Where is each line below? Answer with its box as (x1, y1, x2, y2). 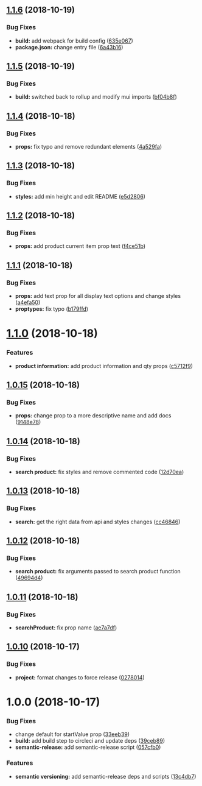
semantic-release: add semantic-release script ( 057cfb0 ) (15, 743, 161, 751)
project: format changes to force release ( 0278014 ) (15, 673, 145, 681)
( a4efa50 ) (15, 299, 41, 306)
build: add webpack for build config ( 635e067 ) (15, 37, 134, 44)
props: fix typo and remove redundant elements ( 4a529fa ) (15, 143, 162, 150)
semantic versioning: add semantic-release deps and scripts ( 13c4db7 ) (15, 773, 197, 780)
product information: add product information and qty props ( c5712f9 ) (15, 362, 193, 369)
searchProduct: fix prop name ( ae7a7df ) (15, 624, 117, 631)
